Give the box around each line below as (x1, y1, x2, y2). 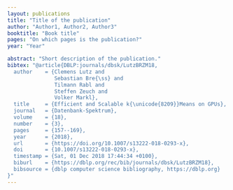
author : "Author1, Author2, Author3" (7, 23, 118, 30)
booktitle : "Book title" (7, 29, 80, 37)
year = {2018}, (13, 133, 73, 140)
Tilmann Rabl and (54, 81, 105, 88)
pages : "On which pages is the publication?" (7, 36, 142, 43)
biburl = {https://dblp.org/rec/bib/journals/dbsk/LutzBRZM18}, (13, 159, 215, 166)
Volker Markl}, (54, 94, 99, 101)
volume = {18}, (13, 114, 68, 121)
